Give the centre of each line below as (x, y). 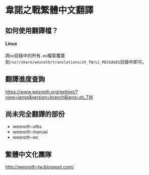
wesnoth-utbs (27, 127)
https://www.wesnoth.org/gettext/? (42, 92)
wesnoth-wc (25, 137)
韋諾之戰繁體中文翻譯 (50, 10)
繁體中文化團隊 (28, 154)
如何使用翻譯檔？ (32, 31)
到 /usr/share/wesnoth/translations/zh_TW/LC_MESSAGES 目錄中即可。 (76, 62)
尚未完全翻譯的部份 (35, 114)
